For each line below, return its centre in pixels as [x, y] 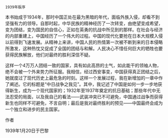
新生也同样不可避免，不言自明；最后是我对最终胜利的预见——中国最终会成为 [84, 103]
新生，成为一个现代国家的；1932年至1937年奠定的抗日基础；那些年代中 [83, 90]
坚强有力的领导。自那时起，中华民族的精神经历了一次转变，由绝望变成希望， [84, 23]
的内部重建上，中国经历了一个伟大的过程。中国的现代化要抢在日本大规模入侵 [84, 36]
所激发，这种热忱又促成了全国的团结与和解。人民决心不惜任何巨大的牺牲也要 [84, 48]
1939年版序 [15, 7]
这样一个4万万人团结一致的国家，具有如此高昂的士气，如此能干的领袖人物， [83, 65]
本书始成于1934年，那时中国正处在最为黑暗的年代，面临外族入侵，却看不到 [82, 17]
